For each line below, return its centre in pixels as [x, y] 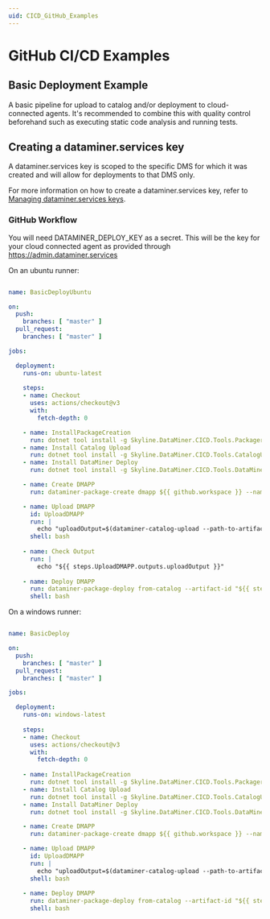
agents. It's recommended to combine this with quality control [148, 113]
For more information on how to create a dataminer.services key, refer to [128, 191]
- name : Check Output [59, 552]
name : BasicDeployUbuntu [50, 292]
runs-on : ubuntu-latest [63, 373]
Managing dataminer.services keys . [67, 199]
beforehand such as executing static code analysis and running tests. [123, 122]
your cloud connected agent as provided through [90, 246]
